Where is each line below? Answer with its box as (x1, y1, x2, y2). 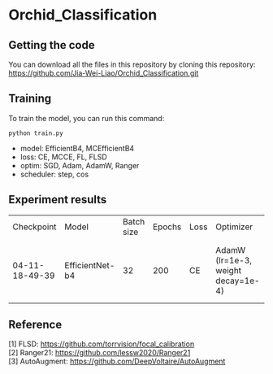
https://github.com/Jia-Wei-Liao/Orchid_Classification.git (8, 68, 199, 78)
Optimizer (214, 221, 253, 233)
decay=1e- (214, 275, 260, 286)
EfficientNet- (64, 259, 115, 271)
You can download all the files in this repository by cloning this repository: (8, 59, 256, 69)
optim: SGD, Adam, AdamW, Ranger (19, 160, 140, 170)
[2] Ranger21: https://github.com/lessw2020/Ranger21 (8, 348, 191, 358)
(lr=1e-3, (214, 254, 253, 266)
